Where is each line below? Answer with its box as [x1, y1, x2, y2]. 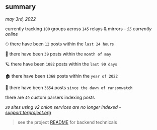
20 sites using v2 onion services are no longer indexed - [5, 104, 121, 110]
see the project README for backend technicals [17, 119, 117, 125]
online [5, 31, 18, 37]
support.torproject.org [5, 109, 51, 115]
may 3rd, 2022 [5, 16, 36, 22]
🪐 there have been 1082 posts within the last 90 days [5, 61, 117, 67]
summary [5, 3, 36, 11]
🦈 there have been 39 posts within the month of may [5, 51, 112, 57]
